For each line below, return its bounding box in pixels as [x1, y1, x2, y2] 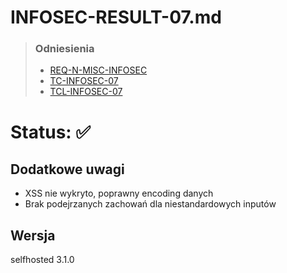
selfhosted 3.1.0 [10, 254, 75, 266]
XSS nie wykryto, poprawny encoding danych [24, 187, 214, 200]
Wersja [10, 227, 56, 244]
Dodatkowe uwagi [10, 161, 125, 178]
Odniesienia [34, 42, 95, 56]
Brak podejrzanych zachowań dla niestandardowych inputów [24, 198, 277, 210]
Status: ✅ [10, 121, 92, 143]
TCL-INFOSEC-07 [49, 86, 123, 98]
